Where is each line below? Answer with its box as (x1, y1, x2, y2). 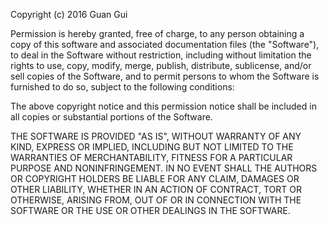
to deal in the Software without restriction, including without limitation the (10, 49, 312, 61)
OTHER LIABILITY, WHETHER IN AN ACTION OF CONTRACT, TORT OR (10, 184, 302, 195)
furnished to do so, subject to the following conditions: (10, 81, 235, 93)
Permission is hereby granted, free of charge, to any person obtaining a (10, 28, 305, 39)
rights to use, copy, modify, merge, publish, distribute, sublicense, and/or (10, 60, 312, 71)
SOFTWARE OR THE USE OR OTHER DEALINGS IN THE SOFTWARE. (10, 205, 291, 216)
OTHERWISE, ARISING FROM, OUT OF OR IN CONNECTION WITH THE (10, 194, 302, 206)
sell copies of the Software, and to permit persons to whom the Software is (10, 70, 320, 82)
